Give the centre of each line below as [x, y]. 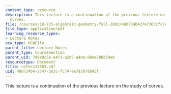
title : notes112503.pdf [31, 67]
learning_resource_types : [33, 34]
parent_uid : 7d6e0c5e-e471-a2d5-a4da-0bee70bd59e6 [60, 57]
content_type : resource [31, 10]
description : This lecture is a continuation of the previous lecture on [85, 15]
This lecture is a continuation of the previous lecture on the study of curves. [85, 86]
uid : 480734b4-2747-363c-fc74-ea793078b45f [52, 72]
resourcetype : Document [31, 62]
